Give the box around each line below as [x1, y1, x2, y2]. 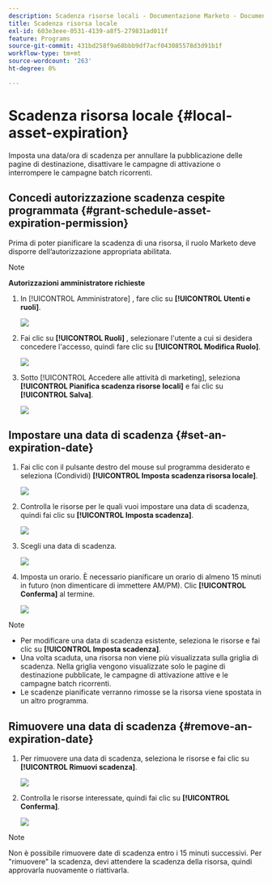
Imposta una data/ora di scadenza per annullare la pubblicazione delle [8, 151, 243, 160]
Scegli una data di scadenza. [19, 541, 117, 551]
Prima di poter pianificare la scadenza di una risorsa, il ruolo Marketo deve [8, 238, 257, 248]
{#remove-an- [178, 720, 253, 733]
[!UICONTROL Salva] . [19, 389, 94, 399]
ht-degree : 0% [8, 65, 57, 73]
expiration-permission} [8, 216, 130, 231]
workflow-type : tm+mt [8, 49, 82, 57]
